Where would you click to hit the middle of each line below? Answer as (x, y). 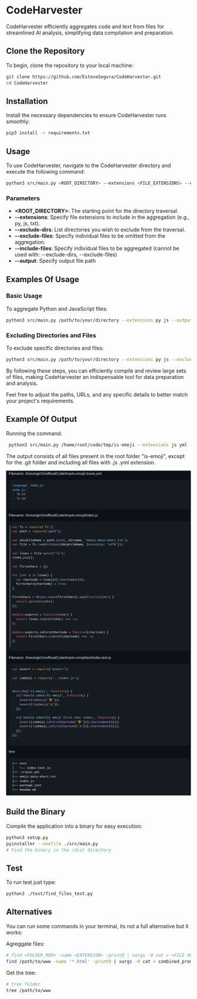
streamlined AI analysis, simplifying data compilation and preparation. (90, 32)
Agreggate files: (26, 944)
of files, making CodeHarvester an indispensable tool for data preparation (95, 377)
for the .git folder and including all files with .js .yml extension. (81, 462)
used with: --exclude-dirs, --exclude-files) (66, 255)
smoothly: (18, 121)
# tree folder (23, 984)
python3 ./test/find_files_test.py (50, 894)
